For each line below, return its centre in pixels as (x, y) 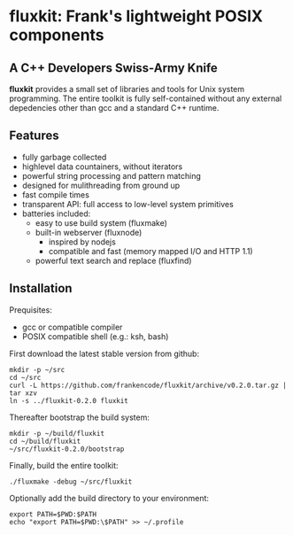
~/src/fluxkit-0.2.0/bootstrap (67, 449)
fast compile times (56, 194)
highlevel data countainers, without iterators (102, 167)
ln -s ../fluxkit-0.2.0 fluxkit (69, 400)
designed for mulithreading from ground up (101, 185)
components (57, 35)
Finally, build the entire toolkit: (64, 465)
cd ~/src (25, 377)
